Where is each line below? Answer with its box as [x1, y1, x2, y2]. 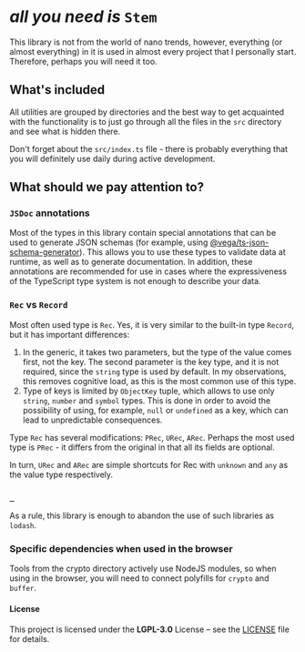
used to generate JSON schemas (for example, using [9, 237, 208, 248]
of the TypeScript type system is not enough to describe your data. [9, 276, 261, 287]
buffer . [9, 583, 36, 594]
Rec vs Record [9, 299, 68, 311]
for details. [9, 633, 50, 644]
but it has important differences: [9, 329, 130, 340]
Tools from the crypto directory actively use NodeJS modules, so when [9, 563, 277, 575]
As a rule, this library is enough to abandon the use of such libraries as [9, 510, 275, 521]
